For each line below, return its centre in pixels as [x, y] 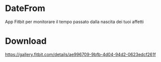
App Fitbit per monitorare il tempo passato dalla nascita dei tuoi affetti [74, 22]
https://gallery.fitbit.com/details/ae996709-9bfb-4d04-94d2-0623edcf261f [80, 54]
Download [26, 41]
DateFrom [25, 8]
